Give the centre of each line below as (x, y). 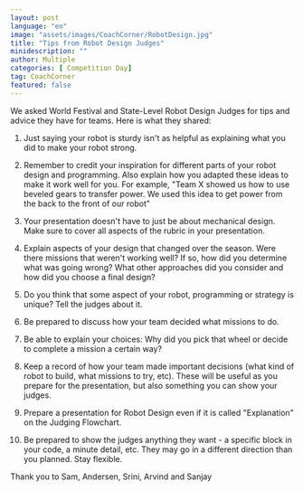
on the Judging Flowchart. (72, 422)
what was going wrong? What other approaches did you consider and (153, 267)
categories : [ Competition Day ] (71, 69)
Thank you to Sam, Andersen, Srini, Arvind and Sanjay (111, 477)
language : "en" (39, 26)
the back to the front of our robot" (86, 203)
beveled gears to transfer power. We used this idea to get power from (153, 194)
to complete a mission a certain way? (92, 348)
